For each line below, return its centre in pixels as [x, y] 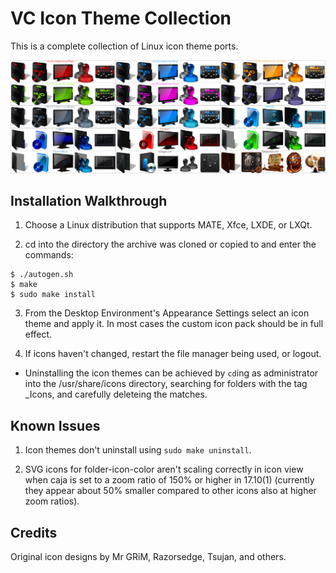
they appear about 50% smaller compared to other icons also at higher [170, 491]
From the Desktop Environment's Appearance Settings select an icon [167, 313]
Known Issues [55, 425]
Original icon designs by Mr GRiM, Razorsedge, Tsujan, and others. [148, 556]
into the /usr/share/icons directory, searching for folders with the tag [166, 384]
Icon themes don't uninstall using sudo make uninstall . [138, 450]
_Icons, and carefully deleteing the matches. [116, 394]
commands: [49, 255]
